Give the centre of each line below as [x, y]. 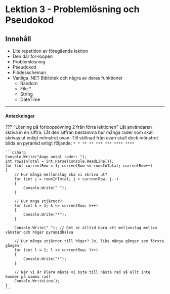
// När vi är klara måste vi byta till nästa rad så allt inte [82, 272]
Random [29, 83]
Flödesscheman [29, 72]
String [26, 94]
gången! [13, 246]
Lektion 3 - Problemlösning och [73, 9]
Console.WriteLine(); [37, 281]
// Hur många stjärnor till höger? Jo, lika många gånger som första [89, 241]
